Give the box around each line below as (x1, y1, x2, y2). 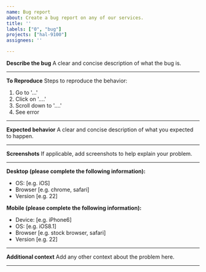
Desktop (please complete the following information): (6, 167, 146, 175)
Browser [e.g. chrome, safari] (15, 186, 90, 193)
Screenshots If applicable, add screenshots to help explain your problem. (6, 150, 193, 157)
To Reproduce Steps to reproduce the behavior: (6, 77, 128, 84)
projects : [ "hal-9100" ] (6, 32, 67, 38)
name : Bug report (6, 9, 51, 15)
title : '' (6, 20, 32, 26)
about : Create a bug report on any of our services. (6, 15, 144, 21)
